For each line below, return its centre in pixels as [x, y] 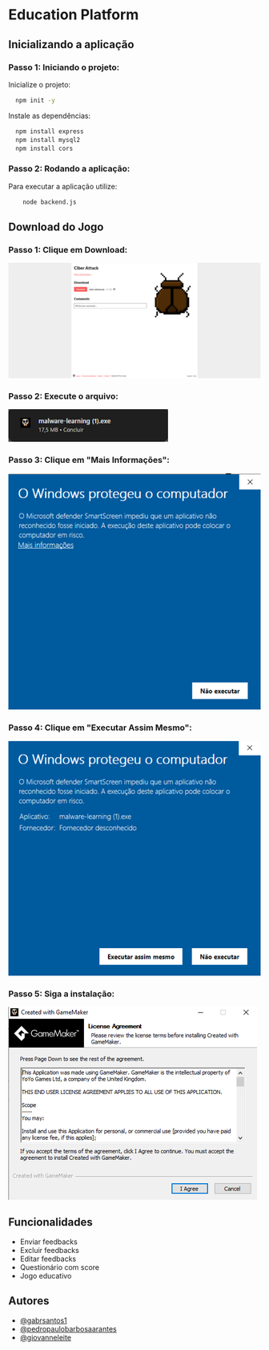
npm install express [50, 131]
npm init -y [36, 100]
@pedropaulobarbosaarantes [68, 1328]
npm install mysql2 [48, 140]
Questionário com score [60, 1267]
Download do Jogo [56, 227]
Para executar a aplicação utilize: [63, 186]
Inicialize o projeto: [39, 84]
